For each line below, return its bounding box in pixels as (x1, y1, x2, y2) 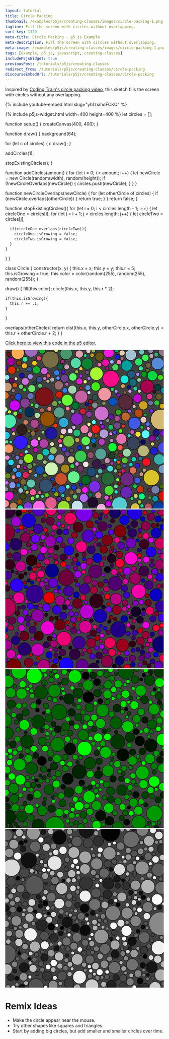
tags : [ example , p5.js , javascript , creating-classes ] (5, 50, 123, 55)
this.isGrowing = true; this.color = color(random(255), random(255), (5, 271, 146, 277)
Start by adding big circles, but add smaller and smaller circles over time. (12, 1028, 164, 1034)
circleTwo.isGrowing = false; (14, 237, 78, 242)
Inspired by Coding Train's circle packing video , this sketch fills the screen (5, 86, 159, 93)
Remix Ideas (5, 1001, 58, 1012)
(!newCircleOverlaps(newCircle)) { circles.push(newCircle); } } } (5, 180, 137, 186)
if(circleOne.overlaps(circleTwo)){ (10, 227, 87, 232)
